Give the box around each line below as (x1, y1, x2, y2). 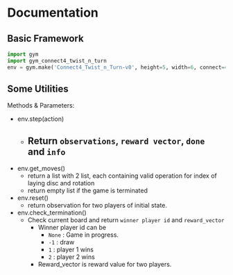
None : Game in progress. (48, 231, 119, 239)
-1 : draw (48, 238, 75, 247)
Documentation (7, 5, 99, 21)
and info (27, 146, 66, 158)
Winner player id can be (37, 224, 106, 232)
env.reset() (17, 194, 49, 202)
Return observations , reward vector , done (27, 135, 205, 147)
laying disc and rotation (27, 179, 95, 187)
